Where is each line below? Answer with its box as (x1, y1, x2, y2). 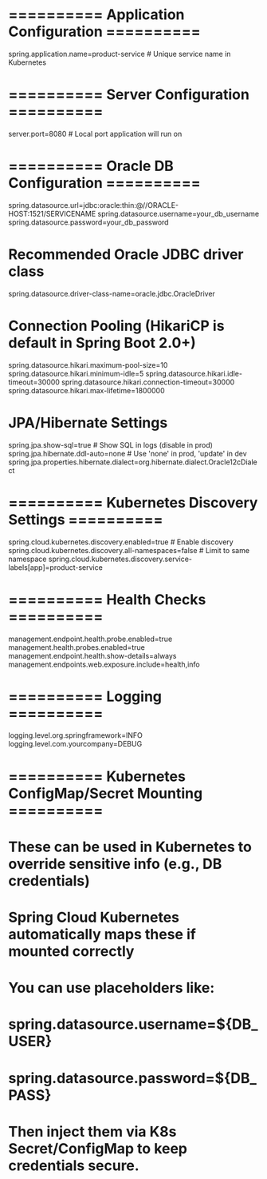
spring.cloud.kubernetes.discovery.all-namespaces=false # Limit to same (8, 545, 249, 555)
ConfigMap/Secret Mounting (8, 784, 203, 803)
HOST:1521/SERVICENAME (8, 209, 96, 218)
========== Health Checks (8, 590, 206, 608)
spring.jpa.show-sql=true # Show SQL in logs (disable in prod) (8, 440, 214, 449)
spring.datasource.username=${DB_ (8, 1015, 258, 1034)
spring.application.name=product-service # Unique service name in (8, 49, 231, 58)
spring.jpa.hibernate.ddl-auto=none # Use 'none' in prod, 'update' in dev (8, 448, 247, 458)
